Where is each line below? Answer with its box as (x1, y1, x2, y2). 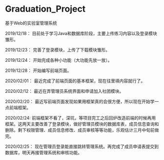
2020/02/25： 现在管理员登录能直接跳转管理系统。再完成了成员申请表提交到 (5, 143, 159, 149)
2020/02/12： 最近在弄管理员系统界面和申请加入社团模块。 (5, 88, 124, 94)
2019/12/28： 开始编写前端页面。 (5, 67, 72, 73)
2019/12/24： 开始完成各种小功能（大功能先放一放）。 (5, 57, 112, 63)
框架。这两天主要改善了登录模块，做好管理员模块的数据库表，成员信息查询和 (5, 121, 159, 127)
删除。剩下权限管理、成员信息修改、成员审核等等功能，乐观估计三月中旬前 (5, 127, 155, 133)
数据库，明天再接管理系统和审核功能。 (5, 149, 82, 155)
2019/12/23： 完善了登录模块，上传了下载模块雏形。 (5, 47, 110, 53)
